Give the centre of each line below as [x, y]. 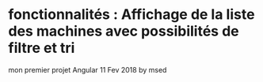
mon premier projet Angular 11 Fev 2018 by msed [88, 69]
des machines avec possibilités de [124, 31]
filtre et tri [42, 48]
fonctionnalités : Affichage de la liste [131, 15]
